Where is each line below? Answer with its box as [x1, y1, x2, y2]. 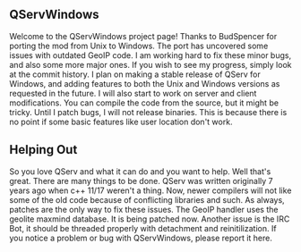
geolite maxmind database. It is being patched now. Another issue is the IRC [9, 214, 290, 224]
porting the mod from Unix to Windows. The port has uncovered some [9, 40, 269, 51]
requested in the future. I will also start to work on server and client [9, 88, 257, 98]
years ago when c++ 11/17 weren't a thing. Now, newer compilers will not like [9, 185, 292, 196]
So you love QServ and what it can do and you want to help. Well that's [9, 165, 271, 177]
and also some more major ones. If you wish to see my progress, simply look [9, 59, 292, 70]
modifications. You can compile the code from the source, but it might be [9, 97, 279, 108]
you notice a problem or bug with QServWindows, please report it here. [9, 232, 273, 243]
